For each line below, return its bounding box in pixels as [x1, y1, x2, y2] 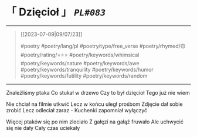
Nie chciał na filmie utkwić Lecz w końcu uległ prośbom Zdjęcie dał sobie [6, 101, 183, 108]
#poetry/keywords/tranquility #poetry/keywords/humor [20, 66, 154, 73]
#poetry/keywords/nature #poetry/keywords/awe [20, 59, 140, 66]
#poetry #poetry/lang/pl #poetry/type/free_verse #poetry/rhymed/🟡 [20, 42, 186, 49]
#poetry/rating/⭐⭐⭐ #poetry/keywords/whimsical [20, 51, 140, 58]
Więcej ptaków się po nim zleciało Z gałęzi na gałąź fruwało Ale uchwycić [6, 118, 184, 125]
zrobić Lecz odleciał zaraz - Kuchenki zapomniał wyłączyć [6, 106, 148, 113]
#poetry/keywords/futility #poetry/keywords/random [20, 72, 148, 79]
